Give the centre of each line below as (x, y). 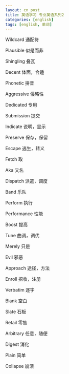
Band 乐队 (16, 192)
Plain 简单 (16, 355)
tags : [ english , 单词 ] (29, 24)
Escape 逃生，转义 (25, 149)
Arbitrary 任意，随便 (27, 334)
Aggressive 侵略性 (25, 94)
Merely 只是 (18, 246)
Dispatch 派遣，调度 (27, 181)
